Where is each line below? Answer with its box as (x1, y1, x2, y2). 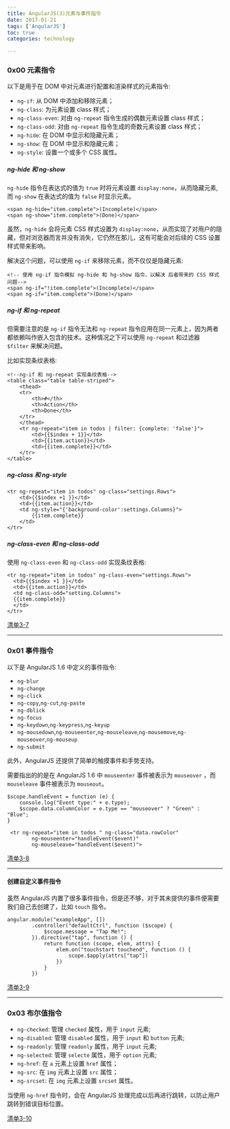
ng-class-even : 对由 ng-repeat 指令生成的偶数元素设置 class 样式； (16, 114, 206, 122)
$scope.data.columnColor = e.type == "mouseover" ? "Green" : (19, 805, 201, 812)
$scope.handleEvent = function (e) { (7, 793, 115, 800)
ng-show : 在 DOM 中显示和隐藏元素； (16, 140, 120, 148)
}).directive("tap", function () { (31, 934, 133, 941)
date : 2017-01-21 (7, 16, 57, 23)
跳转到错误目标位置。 (7, 1100, 67, 1108)
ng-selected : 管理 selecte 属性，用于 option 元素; (16, 1051, 157, 1059)
